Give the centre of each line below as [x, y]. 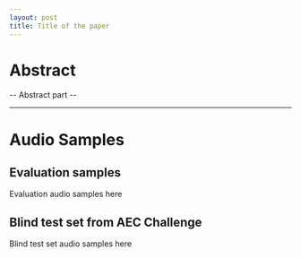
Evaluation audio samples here [66, 194]
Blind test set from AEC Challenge [106, 222]
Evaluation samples [65, 172]
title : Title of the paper [60, 26]
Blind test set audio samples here [71, 244]
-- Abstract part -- [43, 95]
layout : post [34, 17]
